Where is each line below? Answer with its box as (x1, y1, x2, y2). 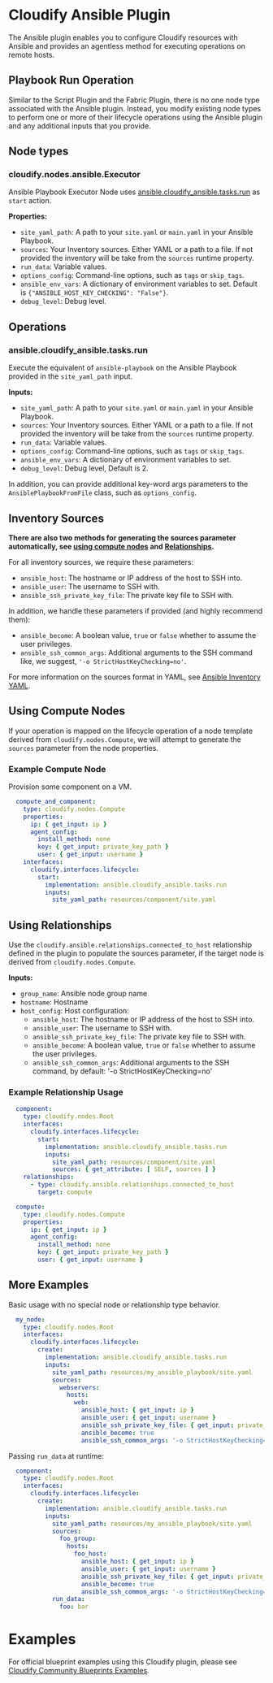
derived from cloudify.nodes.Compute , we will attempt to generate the (8, 734, 242, 744)
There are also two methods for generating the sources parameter (8, 532, 236, 542)
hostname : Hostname (19, 997, 89, 1007)
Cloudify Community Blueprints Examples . (8, 1666, 150, 1676)
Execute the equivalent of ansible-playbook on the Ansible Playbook (8, 363, 237, 373)
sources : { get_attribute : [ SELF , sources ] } (51, 1165, 217, 1173)
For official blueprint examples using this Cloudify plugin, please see (8, 1657, 237, 1667)
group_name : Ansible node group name (19, 989, 148, 999)
